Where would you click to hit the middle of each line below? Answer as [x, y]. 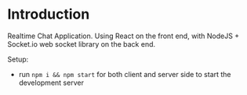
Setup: [18, 59]
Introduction [49, 14]
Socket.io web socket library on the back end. [82, 44]
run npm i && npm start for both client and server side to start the [125, 74]
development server [51, 83]
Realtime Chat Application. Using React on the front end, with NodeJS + [123, 36]
